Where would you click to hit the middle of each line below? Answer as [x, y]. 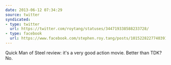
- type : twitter [22, 24]
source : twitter [22, 15]
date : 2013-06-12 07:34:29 [34, 10]
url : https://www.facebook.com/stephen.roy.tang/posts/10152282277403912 [90, 39]
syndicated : [18, 19]
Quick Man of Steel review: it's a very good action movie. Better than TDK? [83, 53]
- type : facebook [24, 34]
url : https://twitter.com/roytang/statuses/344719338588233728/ [79, 29]
